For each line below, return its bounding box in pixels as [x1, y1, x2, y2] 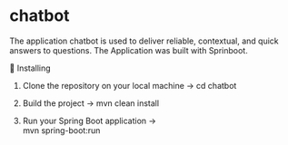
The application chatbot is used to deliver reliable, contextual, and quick [9, 35, 279, 46]
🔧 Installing [9, 63, 52, 73]
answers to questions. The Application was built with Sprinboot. [9, 44, 248, 55]
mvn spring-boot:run [22, 124, 101, 136]
